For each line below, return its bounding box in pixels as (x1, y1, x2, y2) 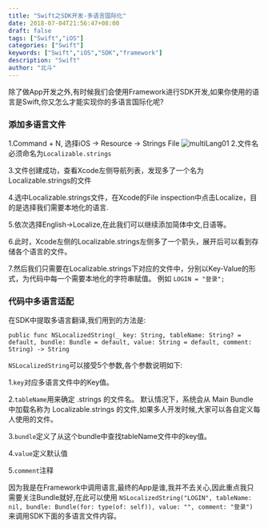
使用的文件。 (14, 414, 58, 425)
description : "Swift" (8, 57, 81, 65)
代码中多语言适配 (8, 296, 74, 307)
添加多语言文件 (8, 119, 66, 130)
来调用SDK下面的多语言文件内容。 (8, 511, 122, 521)
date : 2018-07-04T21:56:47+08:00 (8, 19, 120, 27)
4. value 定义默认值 (8, 449, 68, 458)
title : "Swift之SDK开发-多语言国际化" (8, 11, 126, 20)
